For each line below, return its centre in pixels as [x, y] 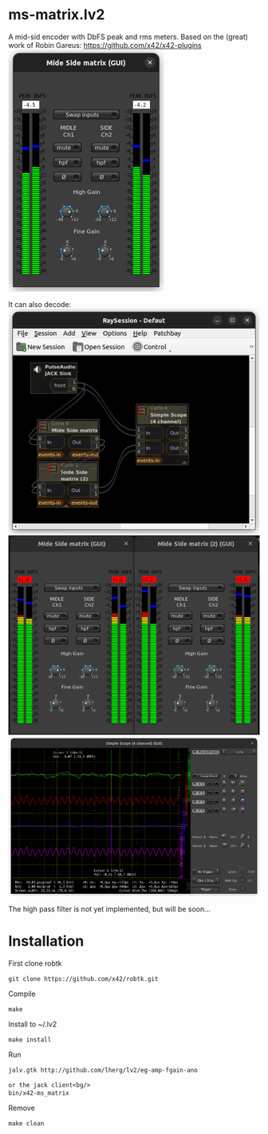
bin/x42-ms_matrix [39, 1093]
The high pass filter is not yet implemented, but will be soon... [110, 909]
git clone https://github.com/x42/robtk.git [83, 978]
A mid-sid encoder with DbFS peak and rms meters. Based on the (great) [128, 37]
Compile [22, 994]
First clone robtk [35, 963]
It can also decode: [40, 304]
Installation [46, 941]
